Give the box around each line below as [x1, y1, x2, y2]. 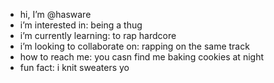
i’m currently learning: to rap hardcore [19, 30, 177, 41]
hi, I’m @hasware [19, 9, 92, 20]
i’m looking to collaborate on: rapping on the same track [19, 40, 250, 52]
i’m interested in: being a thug [19, 19, 143, 31]
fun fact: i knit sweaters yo [19, 62, 130, 73]
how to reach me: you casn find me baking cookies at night [19, 51, 264, 63]
